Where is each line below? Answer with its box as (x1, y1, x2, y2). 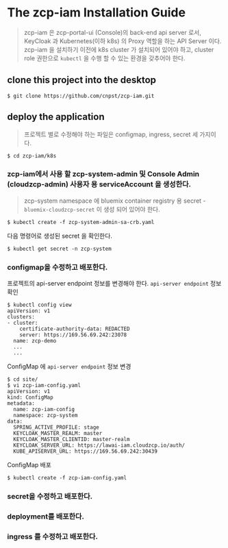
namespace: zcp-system (13, 412, 78, 419)
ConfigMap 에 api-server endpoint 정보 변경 (7, 362, 131, 371)
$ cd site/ (7, 376, 38, 383)
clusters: (7, 314, 36, 321)
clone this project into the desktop (7, 74, 156, 86)
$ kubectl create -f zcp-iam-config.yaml (7, 475, 127, 482)
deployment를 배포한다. (7, 512, 84, 521)
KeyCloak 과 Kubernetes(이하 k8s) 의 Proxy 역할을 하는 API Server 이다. (23, 36, 222, 45)
